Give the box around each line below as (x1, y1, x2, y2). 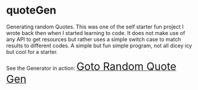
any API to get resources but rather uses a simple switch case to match (6, 36, 181, 43)
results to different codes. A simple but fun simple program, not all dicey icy (6, 42, 193, 49)
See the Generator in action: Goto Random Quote (6, 60, 177, 73)
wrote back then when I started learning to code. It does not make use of (6, 29, 185, 36)
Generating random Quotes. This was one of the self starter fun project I (6, 23, 184, 30)
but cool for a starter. (6, 48, 58, 55)
